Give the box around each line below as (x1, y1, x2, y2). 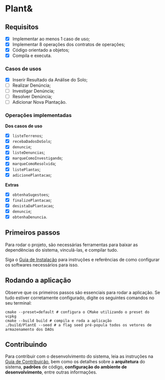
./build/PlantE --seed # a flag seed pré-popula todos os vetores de (5, 322, 152, 327)
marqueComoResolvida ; (12, 161, 56, 167)
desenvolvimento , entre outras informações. (5, 369, 98, 375)
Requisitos (5, 23, 39, 31)
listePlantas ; (12, 166, 41, 172)
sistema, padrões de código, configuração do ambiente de (5, 364, 127, 370)
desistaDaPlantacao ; (12, 202, 54, 208)
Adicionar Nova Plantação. (12, 99, 67, 105)
